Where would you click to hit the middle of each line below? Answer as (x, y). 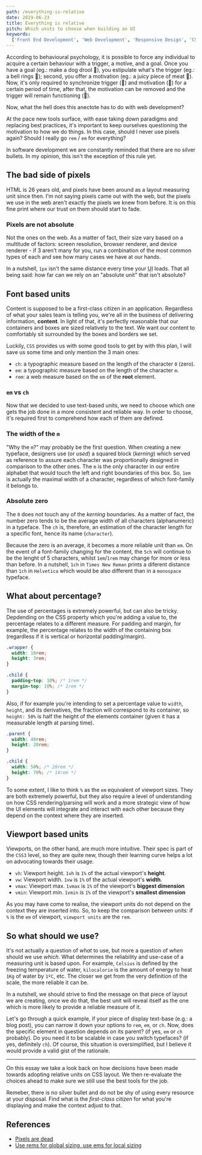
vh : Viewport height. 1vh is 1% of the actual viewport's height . (90, 873)
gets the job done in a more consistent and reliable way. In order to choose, (100, 412)
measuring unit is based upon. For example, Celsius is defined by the (92, 963)
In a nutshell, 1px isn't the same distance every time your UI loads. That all (98, 268)
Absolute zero (27, 501)
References (28, 1125)
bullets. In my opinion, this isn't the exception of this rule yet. (81, 156)
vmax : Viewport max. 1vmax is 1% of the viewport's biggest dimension (100, 886)
